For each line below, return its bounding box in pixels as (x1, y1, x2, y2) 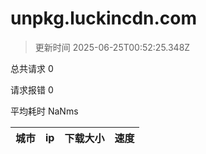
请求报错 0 (10, 83, 54, 96)
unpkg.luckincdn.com (10, 7, 198, 30)
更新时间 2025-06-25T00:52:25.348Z (34, 41, 191, 53)
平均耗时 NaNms (10, 105, 79, 117)
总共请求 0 (10, 62, 54, 74)
